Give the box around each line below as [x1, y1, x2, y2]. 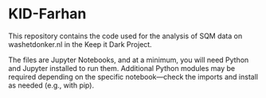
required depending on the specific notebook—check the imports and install [8, 72, 259, 81]
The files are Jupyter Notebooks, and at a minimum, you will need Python [8, 55, 249, 65]
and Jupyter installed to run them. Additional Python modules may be [8, 63, 236, 73]
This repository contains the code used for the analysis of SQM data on [8, 31, 243, 41]
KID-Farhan [8, 5, 87, 23]
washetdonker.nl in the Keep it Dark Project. [8, 39, 153, 49]
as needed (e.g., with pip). [8, 80, 94, 90]
